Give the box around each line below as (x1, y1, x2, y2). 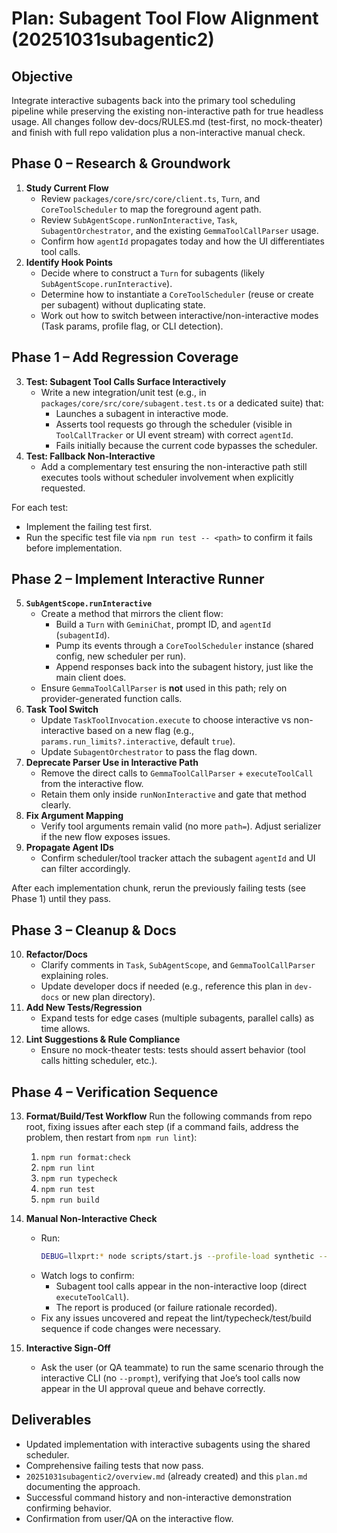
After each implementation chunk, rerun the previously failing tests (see (11, 882, 306, 894)
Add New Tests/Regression (25, 1002, 143, 1014)
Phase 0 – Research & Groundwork (11, 155, 231, 172)
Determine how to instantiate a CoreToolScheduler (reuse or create (40, 288, 314, 300)
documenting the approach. (25, 1480, 141, 1492)
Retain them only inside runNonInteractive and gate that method (40, 788, 307, 801)
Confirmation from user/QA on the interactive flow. (25, 1512, 234, 1524)
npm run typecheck (40, 1174, 118, 1184)
